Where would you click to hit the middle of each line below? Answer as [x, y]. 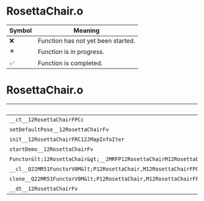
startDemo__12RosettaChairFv [51, 149]
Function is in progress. [71, 52]
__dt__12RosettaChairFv [44, 189]
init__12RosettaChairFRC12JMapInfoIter [67, 139]
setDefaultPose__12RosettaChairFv [59, 129]
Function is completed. [70, 63]
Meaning [87, 30]
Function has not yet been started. [86, 41]
